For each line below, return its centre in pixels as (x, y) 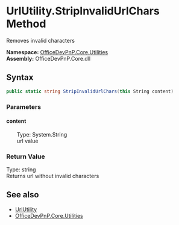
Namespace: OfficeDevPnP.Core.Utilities (57, 52)
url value (28, 141)
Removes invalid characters (41, 40)
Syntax (20, 77)
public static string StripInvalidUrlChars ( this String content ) (90, 91)
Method (26, 24)
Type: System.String (42, 134)
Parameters (24, 106)
